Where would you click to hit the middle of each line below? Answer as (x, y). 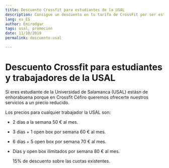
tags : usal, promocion (29, 29)
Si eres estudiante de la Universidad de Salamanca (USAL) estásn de (77, 92)
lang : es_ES (18, 19)
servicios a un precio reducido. (37, 102)
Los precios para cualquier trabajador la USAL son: (58, 112)
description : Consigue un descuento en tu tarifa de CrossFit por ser (81, 15)
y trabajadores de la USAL (60, 78)
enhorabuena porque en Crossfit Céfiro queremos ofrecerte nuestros (77, 97)
